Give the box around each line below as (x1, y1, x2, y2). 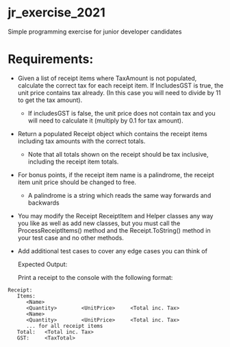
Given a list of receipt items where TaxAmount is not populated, (17, 74, 197, 82)
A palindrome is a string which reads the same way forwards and (27, 191, 212, 199)
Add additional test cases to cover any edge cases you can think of (17, 246, 208, 255)
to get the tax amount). (17, 96, 83, 104)
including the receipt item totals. (27, 157, 119, 166)
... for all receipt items (25, 322, 103, 329)
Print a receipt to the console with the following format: (17, 273, 173, 281)
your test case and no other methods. (17, 233, 124, 242)
